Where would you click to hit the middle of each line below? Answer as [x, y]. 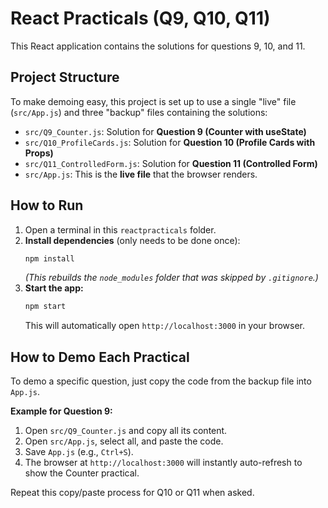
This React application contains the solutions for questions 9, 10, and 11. [158, 46]
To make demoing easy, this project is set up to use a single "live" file [153, 101]
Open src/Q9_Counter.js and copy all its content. [126, 431]
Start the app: [54, 288]
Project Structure [65, 77]
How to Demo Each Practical [100, 357]
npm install [49, 258]
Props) [39, 153]
